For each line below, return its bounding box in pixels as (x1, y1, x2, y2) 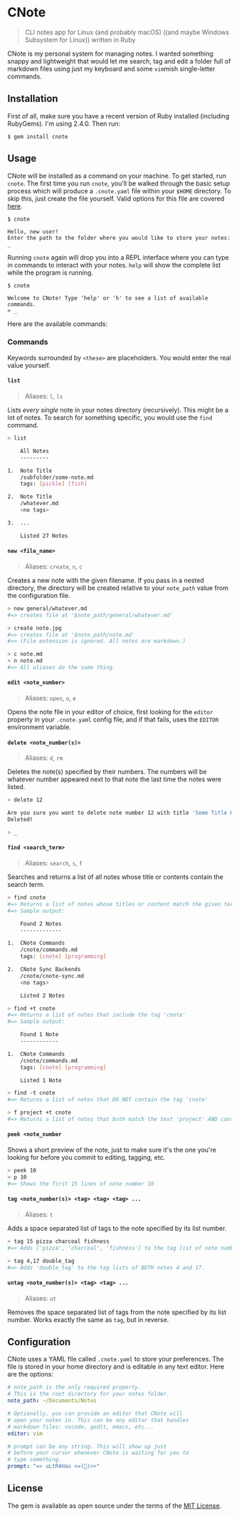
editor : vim (7, 1430, 43, 1437)
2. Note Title (7, 493, 53, 500)
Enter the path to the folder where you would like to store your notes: (7, 234, 231, 241)
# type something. (7, 1456, 62, 1463)
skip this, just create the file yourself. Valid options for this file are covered (7, 194, 225, 203)
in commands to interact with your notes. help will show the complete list (7, 260, 221, 269)
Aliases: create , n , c (24, 562, 83, 571)
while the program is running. (7, 268, 94, 277)
